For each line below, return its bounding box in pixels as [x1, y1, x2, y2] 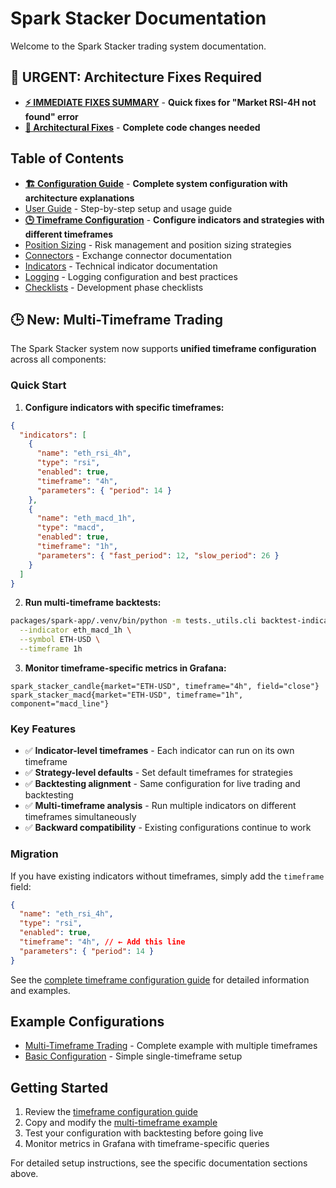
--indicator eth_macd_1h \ [19, 625, 132, 636]
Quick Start [10, 378, 67, 392]
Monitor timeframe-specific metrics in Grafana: [24, 662, 227, 674]
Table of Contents [10, 150, 125, 167]
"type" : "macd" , [36, 523, 105, 533]
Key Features [10, 722, 77, 736]
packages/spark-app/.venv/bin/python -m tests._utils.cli [10, 616, 257, 626]
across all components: [10, 353, 107, 366]
